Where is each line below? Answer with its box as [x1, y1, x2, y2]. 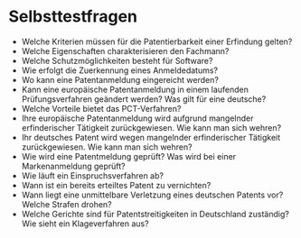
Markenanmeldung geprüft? [21, 160, 126, 171]
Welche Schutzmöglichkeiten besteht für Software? [21, 55, 213, 66]
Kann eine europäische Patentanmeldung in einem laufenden [21, 84, 249, 95]
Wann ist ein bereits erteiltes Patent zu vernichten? [21, 179, 212, 190]
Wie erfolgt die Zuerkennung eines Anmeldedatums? [21, 65, 219, 76]
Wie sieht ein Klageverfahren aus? [21, 218, 150, 229]
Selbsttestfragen [8, 6, 137, 27]
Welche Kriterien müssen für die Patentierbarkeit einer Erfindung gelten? [21, 36, 293, 47]
